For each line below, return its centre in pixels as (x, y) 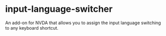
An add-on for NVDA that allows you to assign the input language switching (83, 23)
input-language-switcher (59, 9)
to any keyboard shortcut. (32, 28)
